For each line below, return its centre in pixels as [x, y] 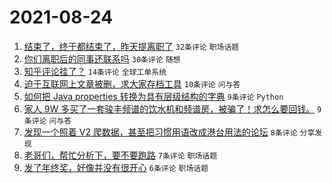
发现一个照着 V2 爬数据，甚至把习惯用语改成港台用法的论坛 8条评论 [160, 132]
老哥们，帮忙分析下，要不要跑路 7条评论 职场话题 [120, 155]
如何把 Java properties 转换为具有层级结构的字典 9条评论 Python [153, 96]
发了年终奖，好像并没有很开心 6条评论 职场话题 [116, 167]
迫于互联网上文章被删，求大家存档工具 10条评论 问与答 [132, 83]
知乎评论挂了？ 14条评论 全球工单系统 [95, 71]
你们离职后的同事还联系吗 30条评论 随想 [102, 58]
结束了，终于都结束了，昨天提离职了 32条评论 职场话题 [131, 46]
